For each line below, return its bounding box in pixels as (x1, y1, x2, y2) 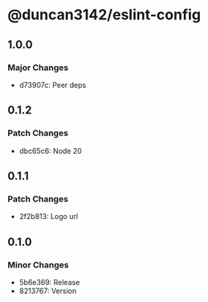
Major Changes (7, 62, 69, 73)
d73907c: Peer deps (18, 80, 87, 89)
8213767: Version (18, 286, 77, 296)
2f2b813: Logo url (18, 212, 78, 221)
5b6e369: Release (18, 277, 80, 287)
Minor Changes (7, 259, 69, 271)
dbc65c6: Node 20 (18, 146, 82, 155)
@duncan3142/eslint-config (7, 6, 202, 24)
